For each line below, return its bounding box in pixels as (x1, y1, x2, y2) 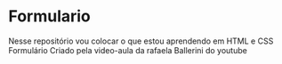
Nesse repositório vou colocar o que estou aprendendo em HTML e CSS (8, 36, 274, 46)
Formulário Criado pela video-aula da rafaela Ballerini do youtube (8, 44, 248, 55)
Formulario (8, 6, 91, 27)
